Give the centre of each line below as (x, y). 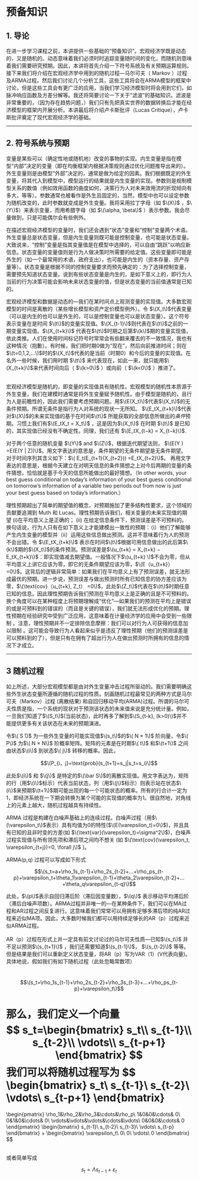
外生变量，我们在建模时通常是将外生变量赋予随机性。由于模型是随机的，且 (96, 394)
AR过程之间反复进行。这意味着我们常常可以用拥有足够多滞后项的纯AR (101, 911)
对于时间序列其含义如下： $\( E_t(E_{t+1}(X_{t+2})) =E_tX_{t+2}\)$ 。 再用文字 (99, 458)
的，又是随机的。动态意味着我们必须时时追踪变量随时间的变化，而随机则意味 (99, 58)
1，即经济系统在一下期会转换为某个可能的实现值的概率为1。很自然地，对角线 (99, 798)
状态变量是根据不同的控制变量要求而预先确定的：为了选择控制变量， (107, 266)
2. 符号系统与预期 (38, 143)
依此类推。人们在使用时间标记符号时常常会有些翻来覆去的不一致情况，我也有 (99, 338)
